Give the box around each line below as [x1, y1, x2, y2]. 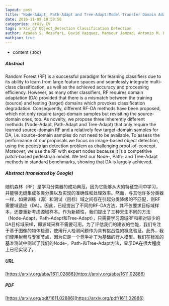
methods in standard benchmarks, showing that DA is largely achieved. [5, 159, 152, 165]
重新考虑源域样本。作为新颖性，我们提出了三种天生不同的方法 [22, 209, 151, 215]
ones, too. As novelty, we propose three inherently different [22, 116, 145, 122]
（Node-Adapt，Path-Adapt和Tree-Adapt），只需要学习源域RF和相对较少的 [5, 215, 160, 221]
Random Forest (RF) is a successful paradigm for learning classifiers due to [5, 73, 161, 79]
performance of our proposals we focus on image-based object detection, [5, 137, 159, 143]
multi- [149, 78, 162, 84]
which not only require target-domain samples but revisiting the [5, 111, 137, 117]
